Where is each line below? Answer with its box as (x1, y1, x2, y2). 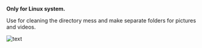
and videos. (6, 24, 36, 30)
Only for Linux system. (6, 5, 65, 12)
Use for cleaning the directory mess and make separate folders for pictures (6, 17, 196, 24)
